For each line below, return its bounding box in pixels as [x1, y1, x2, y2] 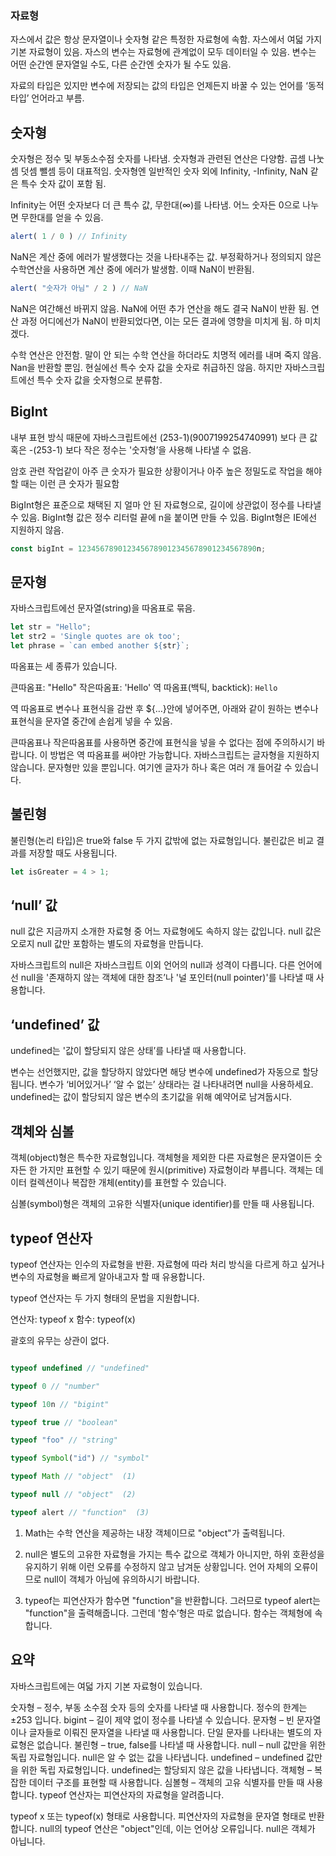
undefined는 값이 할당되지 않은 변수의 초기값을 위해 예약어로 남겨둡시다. [10, 1091, 293, 1103]
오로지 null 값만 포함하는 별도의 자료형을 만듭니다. [10, 938, 204, 950]
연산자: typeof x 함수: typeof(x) [10, 1313, 136, 1325]
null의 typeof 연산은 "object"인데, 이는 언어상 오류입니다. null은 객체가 [39, 1822, 316, 1834]
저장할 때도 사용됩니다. [28, 847, 118, 859]
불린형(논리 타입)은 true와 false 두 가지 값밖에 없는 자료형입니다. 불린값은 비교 [10, 834, 315, 846]
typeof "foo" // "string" [10, 1435, 118, 1446]
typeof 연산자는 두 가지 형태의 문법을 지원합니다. [10, 1292, 200, 1304]
